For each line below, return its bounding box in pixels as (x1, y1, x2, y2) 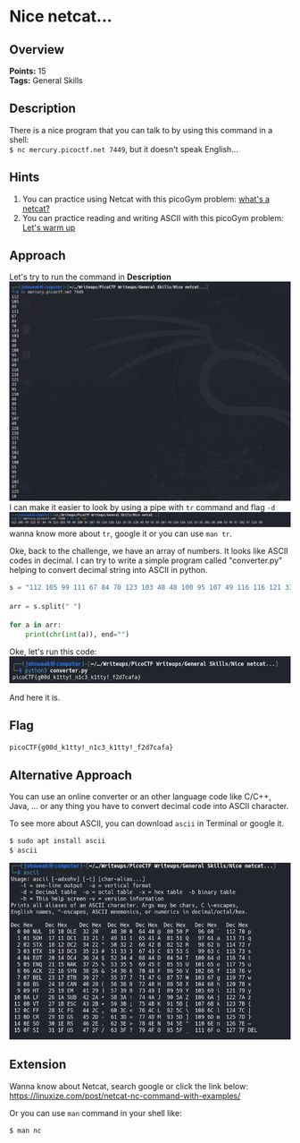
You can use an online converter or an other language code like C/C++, (9, 791, 272, 802)
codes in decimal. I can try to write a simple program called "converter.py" (9, 555, 283, 566)
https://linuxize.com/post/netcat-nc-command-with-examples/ (9, 1090, 241, 1101)
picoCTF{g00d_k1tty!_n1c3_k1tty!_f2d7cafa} (9, 743, 174, 753)
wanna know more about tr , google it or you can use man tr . (9, 528, 233, 539)
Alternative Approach (9, 767, 132, 782)
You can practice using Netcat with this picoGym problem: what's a (21, 193, 271, 204)
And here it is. (9, 692, 61, 703)
